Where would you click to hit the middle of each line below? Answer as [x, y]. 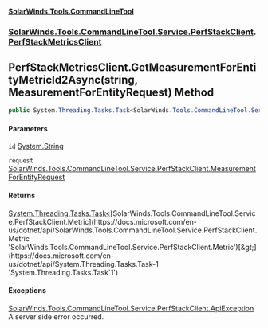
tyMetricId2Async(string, [73, 80]
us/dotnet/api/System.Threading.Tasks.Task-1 [84, 264]
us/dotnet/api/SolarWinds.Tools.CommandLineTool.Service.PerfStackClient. [133, 230]
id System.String [36, 146]
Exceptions [27, 291]
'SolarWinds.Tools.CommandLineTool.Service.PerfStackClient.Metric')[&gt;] [132, 247]
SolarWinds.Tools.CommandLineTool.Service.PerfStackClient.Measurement [132, 169]
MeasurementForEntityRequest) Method [111, 92]
